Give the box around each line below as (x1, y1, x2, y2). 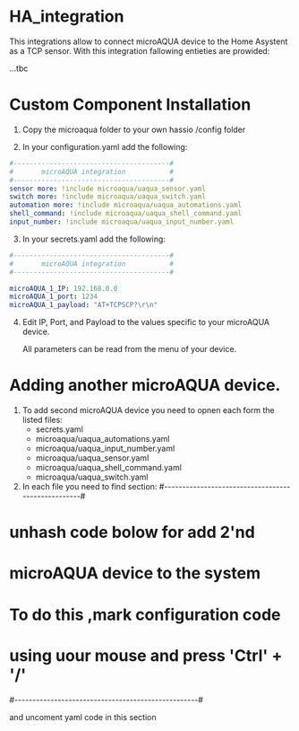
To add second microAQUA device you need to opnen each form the (21, 405, 275, 416)
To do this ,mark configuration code (9, 604, 281, 625)
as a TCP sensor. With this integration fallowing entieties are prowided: (9, 45, 270, 56)
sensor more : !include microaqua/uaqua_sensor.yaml (9, 184, 206, 193)
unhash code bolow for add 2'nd (9, 523, 255, 542)
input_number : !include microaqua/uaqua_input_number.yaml (9, 217, 235, 226)
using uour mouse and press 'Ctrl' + (9, 645, 283, 665)
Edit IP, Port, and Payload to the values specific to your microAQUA (21, 317, 270, 328)
